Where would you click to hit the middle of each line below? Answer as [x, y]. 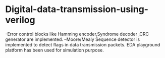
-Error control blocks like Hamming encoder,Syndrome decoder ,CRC [77, 34]
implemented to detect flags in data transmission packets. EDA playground [83, 44]
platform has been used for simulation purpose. [55, 50]
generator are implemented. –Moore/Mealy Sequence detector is [73, 39]
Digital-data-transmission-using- [77, 9]
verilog [20, 20]
